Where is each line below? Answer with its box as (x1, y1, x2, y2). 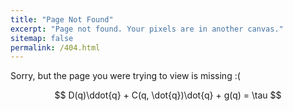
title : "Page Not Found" (10, 14, 114, 25)
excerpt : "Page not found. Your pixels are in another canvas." (10, 24, 284, 34)
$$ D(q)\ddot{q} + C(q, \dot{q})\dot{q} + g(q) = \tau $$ (54, 89, 282, 101)
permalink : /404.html (10, 42, 101, 53)
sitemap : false (10, 33, 74, 43)
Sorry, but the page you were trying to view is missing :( (10, 70, 241, 82)
